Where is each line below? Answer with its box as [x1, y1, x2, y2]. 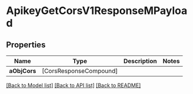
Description [123, 57, 157, 65]
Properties [6, 40, 46, 50]
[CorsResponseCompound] [42, 67, 118, 75]
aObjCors [9, 67, 36, 75]
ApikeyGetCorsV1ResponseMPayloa [6, 4, 188, 18]
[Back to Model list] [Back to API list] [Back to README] [6, 82, 141, 89]
